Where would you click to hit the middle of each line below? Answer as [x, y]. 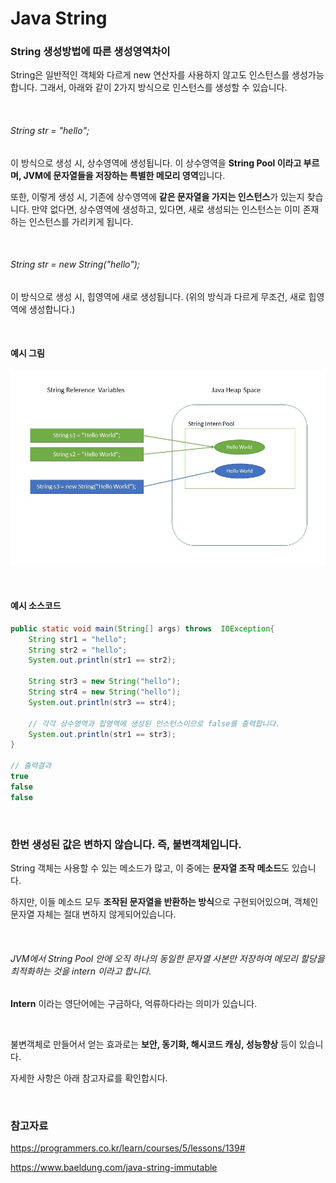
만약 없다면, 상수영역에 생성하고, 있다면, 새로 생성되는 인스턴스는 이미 [166, 209]
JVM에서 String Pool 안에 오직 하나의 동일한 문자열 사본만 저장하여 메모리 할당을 [167, 958]
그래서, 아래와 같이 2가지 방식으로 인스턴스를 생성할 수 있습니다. [163, 88]
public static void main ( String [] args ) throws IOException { [142, 628]
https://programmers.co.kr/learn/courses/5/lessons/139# [128, 1148]
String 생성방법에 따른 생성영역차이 [90, 52]
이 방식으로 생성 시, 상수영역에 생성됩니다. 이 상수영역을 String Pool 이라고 [156, 163]
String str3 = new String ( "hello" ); [105, 682]
